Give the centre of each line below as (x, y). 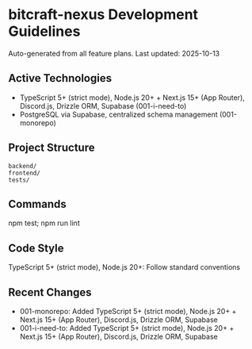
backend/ (23, 166)
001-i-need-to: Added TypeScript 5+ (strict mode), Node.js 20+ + (127, 328)
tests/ (19, 180)
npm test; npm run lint (44, 223)
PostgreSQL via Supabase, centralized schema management (118, 114)
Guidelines (44, 31)
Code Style (36, 248)
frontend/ (25, 173)
